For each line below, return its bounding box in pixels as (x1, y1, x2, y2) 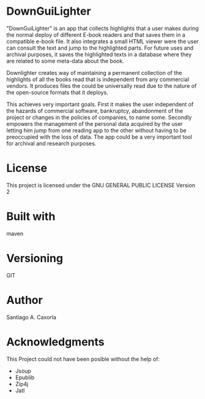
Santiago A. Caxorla (6, 313, 57, 320)
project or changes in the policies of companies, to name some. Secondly (6, 114, 192, 121)
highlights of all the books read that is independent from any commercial (6, 76, 190, 83)
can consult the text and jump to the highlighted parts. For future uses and (6, 44, 194, 52)
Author (6, 293, 43, 307)
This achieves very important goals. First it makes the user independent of (6, 100, 194, 108)
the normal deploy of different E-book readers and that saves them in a (6, 31, 185, 38)
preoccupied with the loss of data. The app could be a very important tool (6, 133, 193, 141)
